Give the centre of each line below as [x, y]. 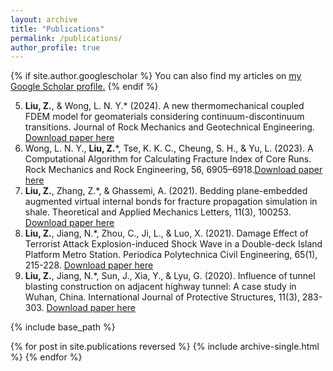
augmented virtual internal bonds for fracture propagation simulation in [171, 202]
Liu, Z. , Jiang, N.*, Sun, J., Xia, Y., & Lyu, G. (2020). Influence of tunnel [170, 276]
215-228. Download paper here [89, 265]
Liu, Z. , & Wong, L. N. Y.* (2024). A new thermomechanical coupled [164, 106]
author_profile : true [55, 47]
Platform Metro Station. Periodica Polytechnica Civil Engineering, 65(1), [171, 255]
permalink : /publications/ [66, 38]
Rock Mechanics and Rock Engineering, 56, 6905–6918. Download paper [173, 170]
